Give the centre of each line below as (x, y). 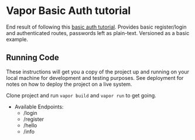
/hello (30, 125)
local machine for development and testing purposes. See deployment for (95, 78)
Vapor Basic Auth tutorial (69, 11)
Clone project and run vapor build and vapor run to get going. (81, 95)
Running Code (33, 57)
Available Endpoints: (39, 107)
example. (17, 39)
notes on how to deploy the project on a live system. (69, 84)
